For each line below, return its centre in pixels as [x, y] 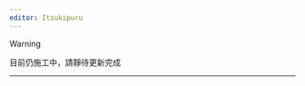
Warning [25, 43]
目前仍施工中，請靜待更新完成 [65, 62]
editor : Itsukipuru [46, 18]
